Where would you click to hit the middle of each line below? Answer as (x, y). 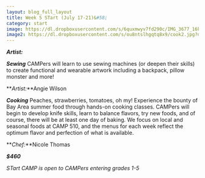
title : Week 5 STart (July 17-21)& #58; (57, 18)
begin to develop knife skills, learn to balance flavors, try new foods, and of (101, 113)
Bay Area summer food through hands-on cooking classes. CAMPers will (98, 107)
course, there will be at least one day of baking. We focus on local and (95, 120)
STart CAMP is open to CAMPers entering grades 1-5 (73, 168)
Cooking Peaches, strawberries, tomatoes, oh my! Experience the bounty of (102, 101)
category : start (27, 23)
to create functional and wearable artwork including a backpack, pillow (95, 70)
